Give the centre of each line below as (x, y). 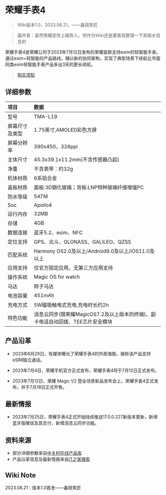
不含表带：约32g (53, 169)
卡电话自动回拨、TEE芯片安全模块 (73, 321)
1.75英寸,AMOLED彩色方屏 (65, 130)
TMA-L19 (46, 116)
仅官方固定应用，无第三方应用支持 (74, 268)
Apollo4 (43, 205)
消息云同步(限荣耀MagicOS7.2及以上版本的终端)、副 (95, 314)
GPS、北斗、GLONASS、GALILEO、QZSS (83, 242)
